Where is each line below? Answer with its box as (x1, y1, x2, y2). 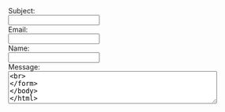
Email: (8, 25, 28, 34)
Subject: (8, 6, 36, 15)
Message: (8, 62, 41, 72)
